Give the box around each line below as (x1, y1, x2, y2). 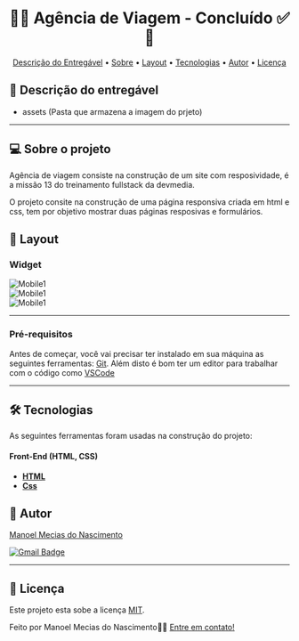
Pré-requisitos (9, 329, 73, 341)
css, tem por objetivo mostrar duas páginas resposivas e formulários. (9, 206, 263, 216)
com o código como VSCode (9, 367, 116, 377)
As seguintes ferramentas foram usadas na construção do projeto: (9, 431, 253, 442)
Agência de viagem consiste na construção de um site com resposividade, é (9, 169, 289, 181)
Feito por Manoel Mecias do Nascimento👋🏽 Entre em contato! (9, 622, 236, 633)
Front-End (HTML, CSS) (9, 450, 98, 461)
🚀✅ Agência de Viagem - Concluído (9, 8, 273, 28)
